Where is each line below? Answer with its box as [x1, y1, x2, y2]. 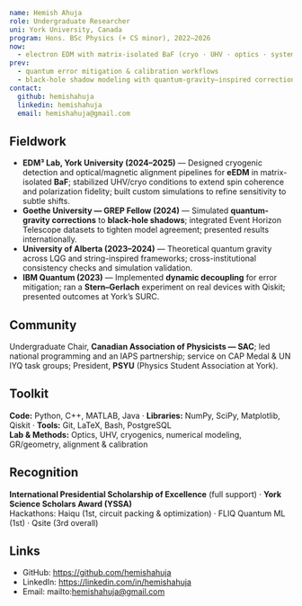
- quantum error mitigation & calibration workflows [17, 67, 219, 76]
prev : [9, 58, 30, 67]
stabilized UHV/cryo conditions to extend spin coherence [73, 176, 285, 188]
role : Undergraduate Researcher [9, 16, 130, 26]
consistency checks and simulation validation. [22, 263, 193, 273]
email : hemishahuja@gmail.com [17, 109, 130, 118]
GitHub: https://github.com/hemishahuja [22, 567, 172, 578]
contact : [9, 84, 42, 93]
